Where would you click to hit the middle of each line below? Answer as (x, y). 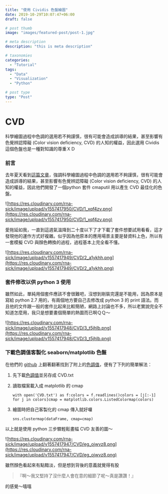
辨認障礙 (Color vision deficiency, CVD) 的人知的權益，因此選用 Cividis (86, 142)
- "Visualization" (29, 79)
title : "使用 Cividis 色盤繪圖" (37, 10)
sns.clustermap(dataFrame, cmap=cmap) (53, 419)
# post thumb (19, 28)
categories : (17, 60)
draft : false (19, 19)
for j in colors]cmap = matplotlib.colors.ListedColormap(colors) (83, 399)
